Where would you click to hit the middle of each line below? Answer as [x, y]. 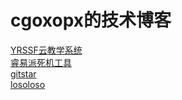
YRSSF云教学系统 [46, 50]
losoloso [28, 84]
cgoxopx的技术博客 [91, 20]
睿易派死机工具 [41, 62]
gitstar [23, 73]
